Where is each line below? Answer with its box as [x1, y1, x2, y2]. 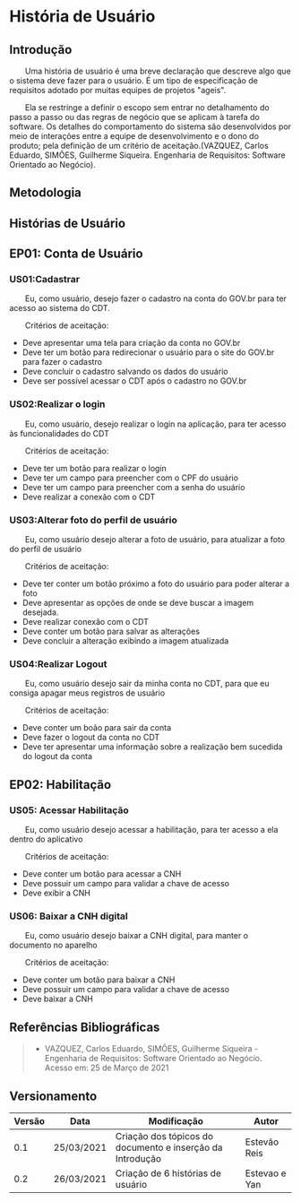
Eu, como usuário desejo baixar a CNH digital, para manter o [25, 930, 249, 941]
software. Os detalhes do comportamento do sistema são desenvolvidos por [9, 121, 292, 132]
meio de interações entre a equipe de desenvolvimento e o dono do [9, 131, 260, 141]
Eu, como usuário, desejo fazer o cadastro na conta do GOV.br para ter [25, 293, 287, 304]
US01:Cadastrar [9, 273, 81, 286]
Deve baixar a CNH [21, 993, 94, 1005]
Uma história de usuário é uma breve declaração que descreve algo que [25, 65, 291, 76]
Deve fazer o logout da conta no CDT [21, 732, 160, 743]
